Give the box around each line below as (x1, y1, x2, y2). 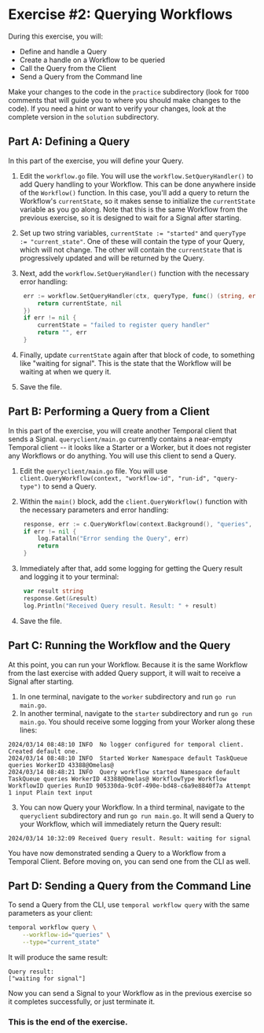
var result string (23, 588, 84, 596)
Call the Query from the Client (19, 63, 116, 72)
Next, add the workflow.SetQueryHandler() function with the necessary (19, 268, 250, 278)
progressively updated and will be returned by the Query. (19, 253, 205, 263)
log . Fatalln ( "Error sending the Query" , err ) (37, 535, 189, 543)
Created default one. (8, 747, 79, 755)
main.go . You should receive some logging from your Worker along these (19, 717, 255, 726)
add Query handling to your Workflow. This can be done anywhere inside (19, 179, 257, 189)
